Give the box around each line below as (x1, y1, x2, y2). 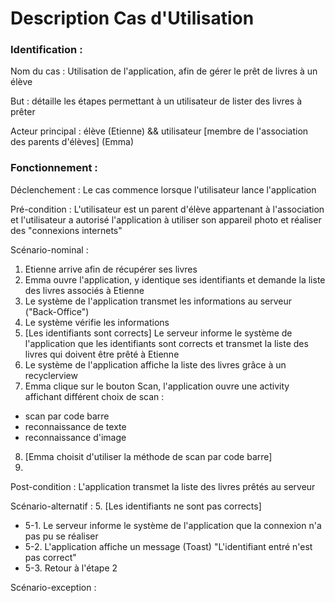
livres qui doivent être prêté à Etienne (24, 348, 180, 360)
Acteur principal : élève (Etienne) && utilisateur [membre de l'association (10, 125, 309, 137)
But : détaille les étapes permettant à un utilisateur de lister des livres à (10, 95, 302, 107)
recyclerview (24, 369, 78, 381)
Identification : (10, 43, 83, 57)
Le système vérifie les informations (24, 316, 170, 328)
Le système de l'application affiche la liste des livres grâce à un (24, 358, 287, 371)
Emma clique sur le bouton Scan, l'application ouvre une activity (24, 380, 290, 392)
